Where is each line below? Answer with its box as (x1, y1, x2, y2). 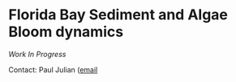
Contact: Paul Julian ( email (8, 64, 98, 74)
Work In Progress (8, 49, 67, 59)
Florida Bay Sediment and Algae (8, 6, 229, 24)
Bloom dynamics (8, 23, 124, 41)
